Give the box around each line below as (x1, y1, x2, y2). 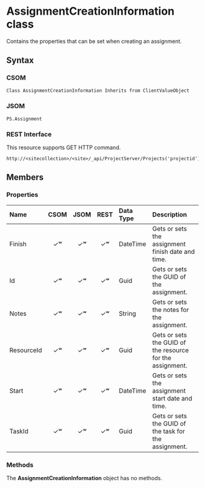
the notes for (152, 305, 189, 314)
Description (152, 210, 187, 218)
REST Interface (6, 130, 52, 138)
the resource (152, 346, 189, 354)
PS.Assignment (6, 116, 43, 122)
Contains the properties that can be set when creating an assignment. (6, 37, 182, 45)
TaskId (9, 427, 29, 435)
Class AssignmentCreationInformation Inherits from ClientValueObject (6, 87, 190, 94)
